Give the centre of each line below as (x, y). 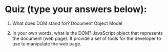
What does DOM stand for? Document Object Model (67, 23)
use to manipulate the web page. (47, 43)
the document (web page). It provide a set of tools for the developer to (87, 38)
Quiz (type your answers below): (76, 9)
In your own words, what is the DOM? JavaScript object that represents (88, 33)
